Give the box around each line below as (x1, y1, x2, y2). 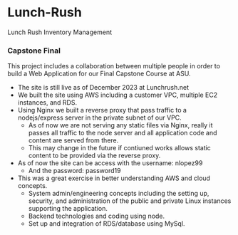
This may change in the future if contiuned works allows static (28, 144, 212, 152)
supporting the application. (28, 204, 108, 213)
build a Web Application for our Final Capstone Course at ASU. (7, 69, 191, 78)
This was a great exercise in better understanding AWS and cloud (17, 174, 210, 182)
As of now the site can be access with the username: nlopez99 (17, 159, 203, 167)
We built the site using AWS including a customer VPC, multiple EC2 (17, 90, 218, 100)
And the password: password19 (28, 167, 121, 175)
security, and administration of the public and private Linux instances (28, 197, 232, 205)
